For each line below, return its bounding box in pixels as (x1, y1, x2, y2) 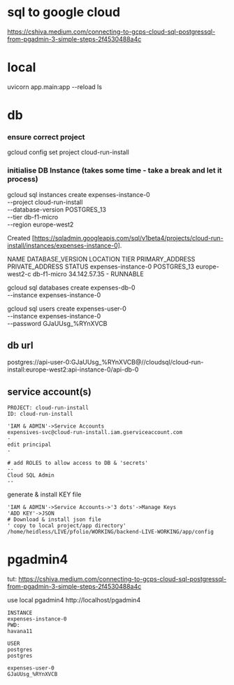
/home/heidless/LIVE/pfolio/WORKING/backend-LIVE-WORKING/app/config (7, 529, 214, 536)
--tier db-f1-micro (7, 212, 59, 221)
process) (7, 175, 38, 184)
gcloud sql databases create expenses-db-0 (7, 283, 136, 292)
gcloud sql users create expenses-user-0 (7, 304, 127, 313)
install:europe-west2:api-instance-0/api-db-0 (7, 365, 139, 374)
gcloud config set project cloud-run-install (7, 148, 129, 156)
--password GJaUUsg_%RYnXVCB (7, 319, 108, 327)
